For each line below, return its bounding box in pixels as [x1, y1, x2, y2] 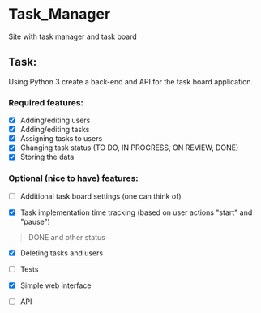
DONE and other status [28, 232, 105, 242]
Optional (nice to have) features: [8, 173, 139, 184]
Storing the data [19, 152, 75, 162]
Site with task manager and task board [8, 32, 138, 41]
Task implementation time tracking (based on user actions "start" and [19, 208, 253, 217]
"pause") [19, 217, 51, 226]
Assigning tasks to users [19, 134, 103, 144]
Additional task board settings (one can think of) [19, 191, 182, 201]
